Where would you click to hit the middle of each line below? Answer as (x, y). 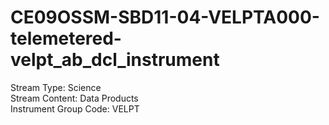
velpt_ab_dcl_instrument (115, 60)
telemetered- (66, 38)
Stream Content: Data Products (74, 98)
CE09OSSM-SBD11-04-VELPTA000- (165, 17)
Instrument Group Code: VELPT (75, 108)
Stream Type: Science (56, 87)
